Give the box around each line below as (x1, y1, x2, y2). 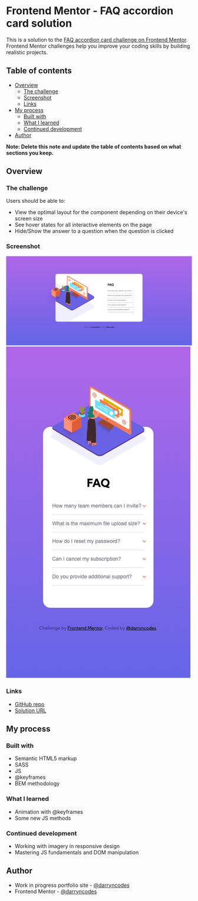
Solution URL (14, 706, 47, 714)
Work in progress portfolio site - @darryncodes (14, 882, 130, 889)
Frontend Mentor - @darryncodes (14, 887, 97, 895)
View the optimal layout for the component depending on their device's (14, 209, 187, 216)
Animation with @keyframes (14, 808, 84, 815)
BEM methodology (14, 780, 60, 787)
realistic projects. (6, 48, 48, 55)
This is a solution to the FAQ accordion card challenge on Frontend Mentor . (6, 36, 188, 43)
